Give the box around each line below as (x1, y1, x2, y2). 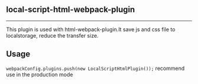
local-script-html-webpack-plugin (6, 5, 136, 15)
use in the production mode (6, 70, 74, 78)
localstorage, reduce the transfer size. (6, 32, 99, 39)
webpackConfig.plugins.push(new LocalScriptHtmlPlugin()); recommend (6, 65, 184, 72)
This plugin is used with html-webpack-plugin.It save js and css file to (6, 26, 176, 33)
